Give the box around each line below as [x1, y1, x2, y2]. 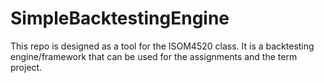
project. [10, 61, 43, 73]
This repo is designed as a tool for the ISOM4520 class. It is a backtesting [10, 40, 315, 52]
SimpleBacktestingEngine [10, 7, 230, 30]
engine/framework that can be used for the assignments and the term [10, 50, 298, 62]
